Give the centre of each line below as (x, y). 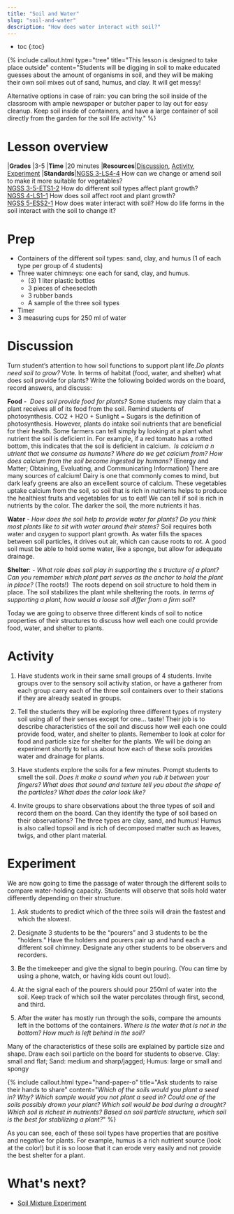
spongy (18, 1069)
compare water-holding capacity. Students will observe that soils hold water (117, 891)
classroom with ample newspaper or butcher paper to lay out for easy (108, 104)
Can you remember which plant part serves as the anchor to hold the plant (115, 578)
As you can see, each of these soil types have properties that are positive (113, 1133)
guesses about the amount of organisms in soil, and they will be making (110, 75)
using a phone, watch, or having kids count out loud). (94, 976)
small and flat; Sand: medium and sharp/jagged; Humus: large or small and (115, 1061)
